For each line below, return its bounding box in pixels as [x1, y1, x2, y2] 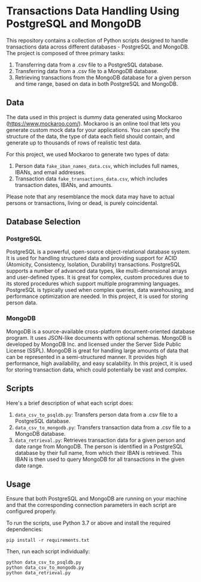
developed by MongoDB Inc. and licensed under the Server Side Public [6, 340, 181, 348]
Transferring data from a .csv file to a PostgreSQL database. [14, 61, 163, 68]
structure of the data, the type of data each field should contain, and [6, 132, 175, 140]
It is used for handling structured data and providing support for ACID [6, 255, 178, 262]
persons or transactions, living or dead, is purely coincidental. [6, 199, 159, 206]
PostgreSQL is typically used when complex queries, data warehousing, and [6, 287, 194, 294]
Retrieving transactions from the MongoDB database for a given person [14, 74, 191, 81]
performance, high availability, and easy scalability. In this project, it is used [6, 360, 193, 367]
